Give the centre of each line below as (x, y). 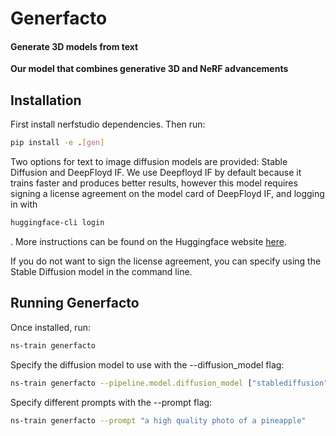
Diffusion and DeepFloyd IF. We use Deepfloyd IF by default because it (156, 173)
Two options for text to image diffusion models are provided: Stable (149, 162)
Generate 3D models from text (74, 46)
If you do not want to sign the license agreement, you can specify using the (166, 261)
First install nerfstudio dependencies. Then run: (108, 124)
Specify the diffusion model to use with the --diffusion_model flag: (147, 364)
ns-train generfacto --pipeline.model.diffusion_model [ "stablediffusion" (169, 383)
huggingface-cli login (57, 223)
